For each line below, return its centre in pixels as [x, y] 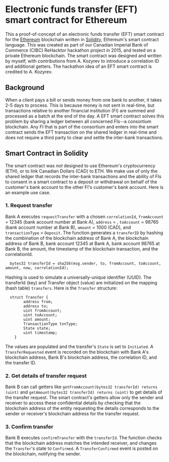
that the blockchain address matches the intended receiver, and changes [81, 443]
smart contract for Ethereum [66, 20]
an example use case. [28, 192]
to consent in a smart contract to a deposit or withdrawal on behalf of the [81, 182]
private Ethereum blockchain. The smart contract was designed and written [84, 55]
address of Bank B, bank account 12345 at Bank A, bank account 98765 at [82, 243]
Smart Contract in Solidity [47, 154]
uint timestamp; [40, 332]
